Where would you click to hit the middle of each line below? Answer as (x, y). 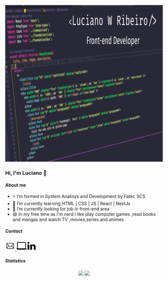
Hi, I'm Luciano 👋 (26, 173)
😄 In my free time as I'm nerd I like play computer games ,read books (84, 214)
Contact (14, 231)
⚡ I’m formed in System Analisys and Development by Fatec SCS (79, 196)
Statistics (15, 260)
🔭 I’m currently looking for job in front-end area (61, 209)
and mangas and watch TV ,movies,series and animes (68, 219)
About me (16, 185)
